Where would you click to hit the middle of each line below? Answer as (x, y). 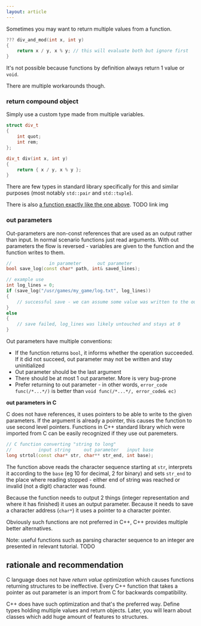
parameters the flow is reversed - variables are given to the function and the (100, 246)
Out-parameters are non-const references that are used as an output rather (99, 233)
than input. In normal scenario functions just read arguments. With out (92, 240)
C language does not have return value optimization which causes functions (100, 579)
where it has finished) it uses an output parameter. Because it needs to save (100, 504)
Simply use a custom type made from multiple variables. (75, 114)
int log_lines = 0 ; (31, 285)
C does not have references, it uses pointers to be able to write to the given (99, 415)
